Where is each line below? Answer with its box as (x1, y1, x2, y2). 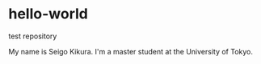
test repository (8, 31, 57, 41)
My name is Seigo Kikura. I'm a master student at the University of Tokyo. (8, 46, 253, 56)
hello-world (8, 5, 89, 23)
